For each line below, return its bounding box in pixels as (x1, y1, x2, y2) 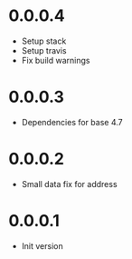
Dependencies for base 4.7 (21, 116, 123, 127)
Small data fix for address (21, 178, 118, 189)
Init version (21, 240, 64, 251)
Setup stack (21, 35, 67, 46)
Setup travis (21, 45, 67, 55)
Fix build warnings (21, 55, 90, 65)
